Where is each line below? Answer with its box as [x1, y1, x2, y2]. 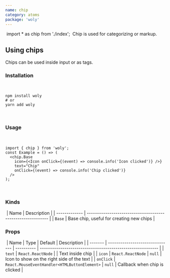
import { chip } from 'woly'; [5, 145, 70, 150]
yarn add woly [5, 103, 36, 108]
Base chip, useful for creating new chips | [67, 215, 155, 222]
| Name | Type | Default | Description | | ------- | [6, 240, 107, 246]
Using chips [5, 45, 44, 54]
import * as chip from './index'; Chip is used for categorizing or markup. [6, 31, 157, 37]
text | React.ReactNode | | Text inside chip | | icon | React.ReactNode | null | [5, 250, 162, 257]
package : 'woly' [5, 17, 40, 22]
